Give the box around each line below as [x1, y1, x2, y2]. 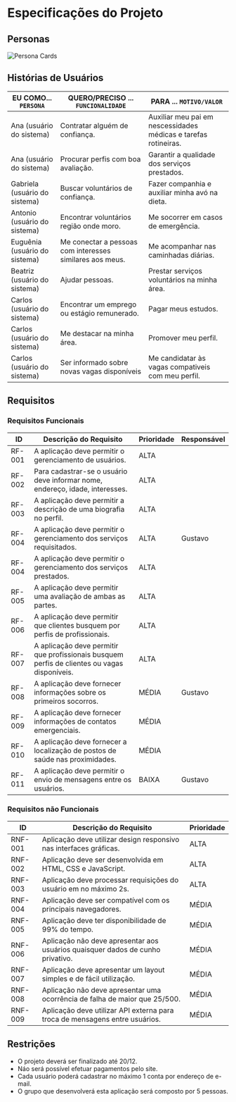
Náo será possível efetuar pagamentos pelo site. [17, 1064, 158, 1072]
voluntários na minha [148, 275, 218, 285]
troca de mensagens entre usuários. [41, 1014, 162, 1024]
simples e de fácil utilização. [41, 974, 136, 984]
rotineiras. [148, 138, 182, 148]
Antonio [11, 208, 37, 218]
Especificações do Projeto [7, 5, 164, 21]
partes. [34, 600, 58, 610]
